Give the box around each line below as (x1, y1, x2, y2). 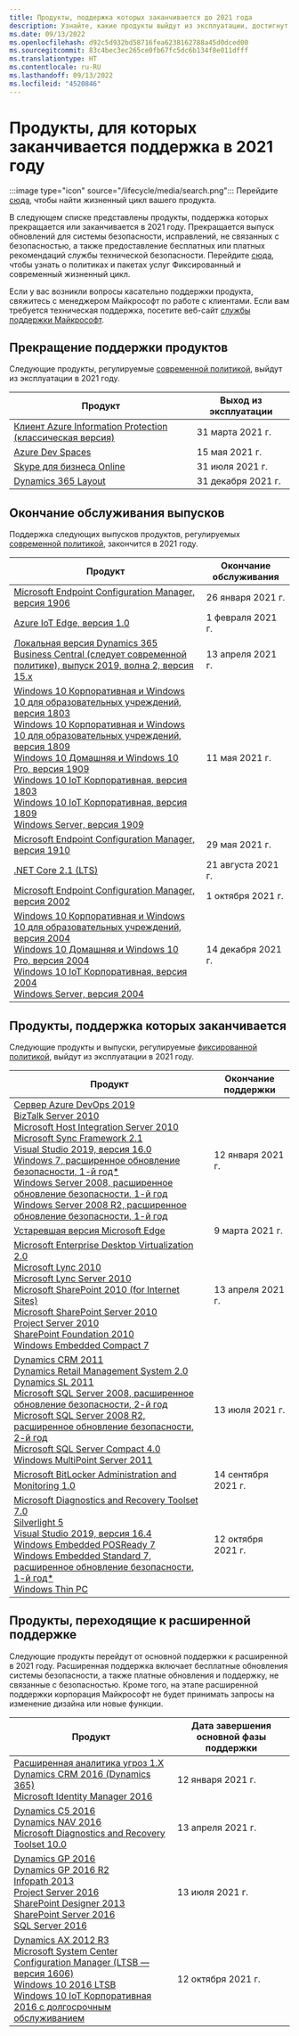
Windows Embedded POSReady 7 (13, 1539, 156, 1550)
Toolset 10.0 (13, 1837, 67, 1850)
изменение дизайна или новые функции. (9, 1698, 164, 1709)
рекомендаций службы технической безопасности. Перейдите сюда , (9, 249, 274, 260)
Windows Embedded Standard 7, (13, 1549, 152, 1562)
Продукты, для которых (9, 118, 198, 138)
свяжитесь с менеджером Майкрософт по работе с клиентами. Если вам (9, 295, 290, 306)
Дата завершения (190, 1719, 271, 1731)
